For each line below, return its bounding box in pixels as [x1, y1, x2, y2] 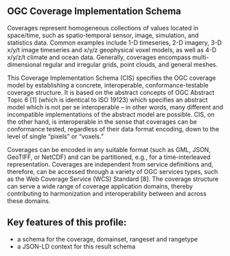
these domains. [7, 196, 51, 205]
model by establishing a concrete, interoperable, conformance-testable [7, 81, 209, 89]
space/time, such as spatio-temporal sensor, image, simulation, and [7, 31, 199, 39]
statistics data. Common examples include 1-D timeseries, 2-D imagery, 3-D [7, 38, 222, 47]
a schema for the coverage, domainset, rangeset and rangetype [16, 235, 198, 243]
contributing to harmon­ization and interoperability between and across [7, 189, 207, 198]
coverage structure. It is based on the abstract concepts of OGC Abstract [7, 88, 215, 96]
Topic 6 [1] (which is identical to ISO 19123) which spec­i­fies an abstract [7, 96, 208, 104]
